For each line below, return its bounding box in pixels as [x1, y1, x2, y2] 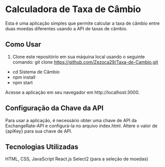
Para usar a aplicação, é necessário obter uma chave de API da [5, 117, 137, 123]
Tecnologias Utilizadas [5, 142, 79, 151]
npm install [12, 74, 36, 80]
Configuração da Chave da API [5, 104, 104, 113]
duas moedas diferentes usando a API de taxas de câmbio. [5, 25, 128, 31]
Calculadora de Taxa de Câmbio [5, 4, 141, 15]
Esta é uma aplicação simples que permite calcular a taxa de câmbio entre [5, 20, 160, 26]
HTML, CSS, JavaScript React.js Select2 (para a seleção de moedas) [5, 156, 148, 162]
